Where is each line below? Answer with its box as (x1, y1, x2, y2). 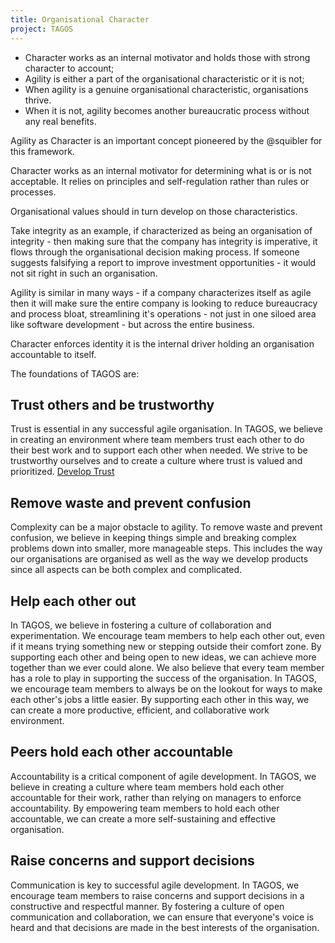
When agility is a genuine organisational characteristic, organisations (24, 83, 309, 95)
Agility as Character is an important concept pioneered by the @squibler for (10, 134, 323, 146)
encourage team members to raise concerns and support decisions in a (10, 889, 305, 901)
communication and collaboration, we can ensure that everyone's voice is (10, 911, 314, 923)
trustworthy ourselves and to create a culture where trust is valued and (10, 455, 303, 467)
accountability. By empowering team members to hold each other (10, 802, 280, 814)
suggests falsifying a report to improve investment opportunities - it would (10, 256, 317, 268)
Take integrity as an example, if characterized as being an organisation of (10, 224, 313, 236)
